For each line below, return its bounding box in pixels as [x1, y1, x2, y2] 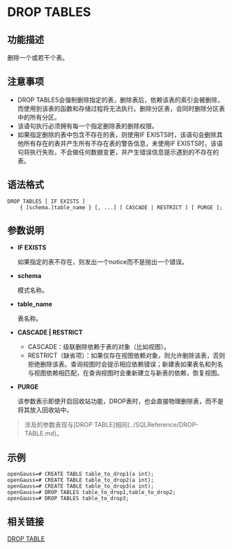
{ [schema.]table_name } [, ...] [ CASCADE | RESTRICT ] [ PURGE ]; [20, 203, 223, 211]
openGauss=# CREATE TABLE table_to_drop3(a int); [7, 483, 155, 490]
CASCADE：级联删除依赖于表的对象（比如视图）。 [27, 343, 171, 351]
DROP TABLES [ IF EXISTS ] [7, 198, 86, 205]
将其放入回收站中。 [17, 405, 73, 415]
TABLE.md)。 [24, 429, 63, 438]
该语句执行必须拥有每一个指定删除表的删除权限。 [17, 121, 158, 130]
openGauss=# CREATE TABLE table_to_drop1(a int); [7, 471, 155, 478]
